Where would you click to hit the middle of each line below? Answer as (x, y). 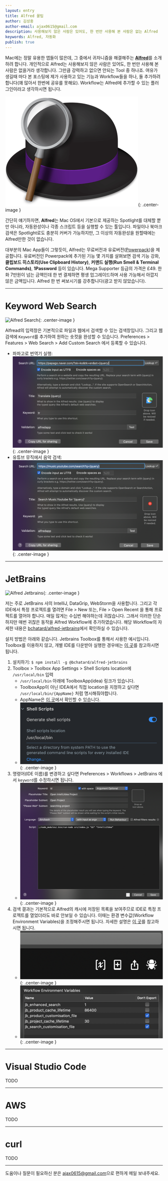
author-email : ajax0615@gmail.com (41, 27)
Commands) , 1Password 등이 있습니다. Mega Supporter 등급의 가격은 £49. (81, 268)
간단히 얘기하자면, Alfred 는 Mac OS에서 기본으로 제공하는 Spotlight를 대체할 (80, 220)
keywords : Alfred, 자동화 (30, 37)
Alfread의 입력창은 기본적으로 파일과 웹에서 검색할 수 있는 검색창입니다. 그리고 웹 (84, 330)
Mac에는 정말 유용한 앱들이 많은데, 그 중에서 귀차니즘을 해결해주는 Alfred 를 (79, 58)
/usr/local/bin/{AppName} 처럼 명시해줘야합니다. (69, 693)
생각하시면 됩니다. (44, 89)
